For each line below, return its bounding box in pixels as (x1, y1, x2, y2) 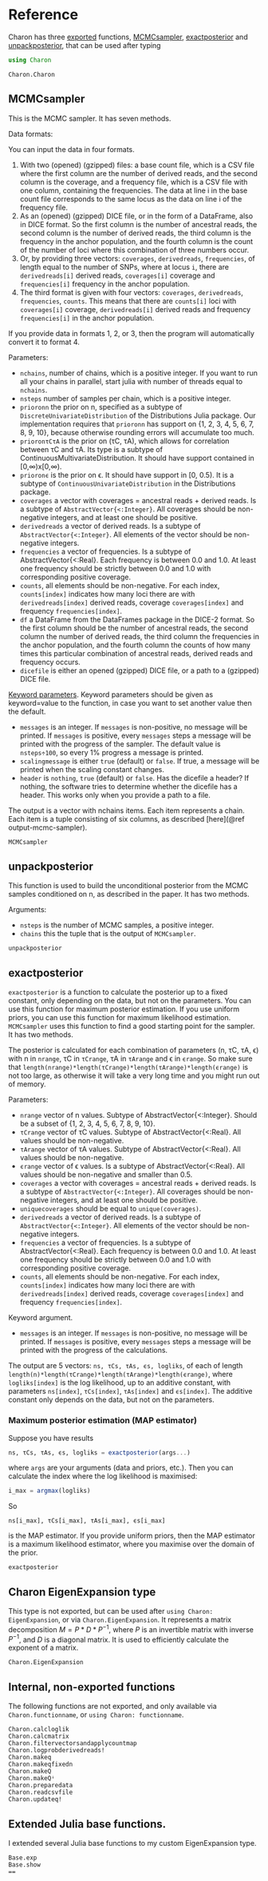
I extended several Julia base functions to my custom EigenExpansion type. (8, 1839, 257, 1848)
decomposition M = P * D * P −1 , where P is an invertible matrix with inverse (8, 1623, 254, 1634)
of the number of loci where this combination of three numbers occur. (19, 245, 250, 254)
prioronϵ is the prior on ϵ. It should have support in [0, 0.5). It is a (19, 470, 235, 479)
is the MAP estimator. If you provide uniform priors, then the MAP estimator (8, 1531, 255, 1541)
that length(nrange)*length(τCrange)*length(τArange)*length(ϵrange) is (8, 1063, 249, 1072)
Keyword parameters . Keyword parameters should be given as (8, 690, 214, 699)
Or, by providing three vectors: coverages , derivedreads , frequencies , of (19, 254, 255, 263)
